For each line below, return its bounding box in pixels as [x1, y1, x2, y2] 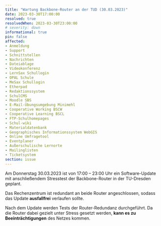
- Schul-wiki [5, 121, 32, 125]
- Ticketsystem [5, 152, 36, 157]
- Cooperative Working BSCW [5, 107, 63, 112]
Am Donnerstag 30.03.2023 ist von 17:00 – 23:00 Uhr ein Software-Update [5, 170, 156, 176]
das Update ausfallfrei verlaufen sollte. [5, 195, 84, 201]
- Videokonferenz [5, 66, 41, 71]
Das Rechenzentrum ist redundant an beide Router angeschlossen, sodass [5, 190, 156, 196]
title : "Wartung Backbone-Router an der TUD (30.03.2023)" [5, 7, 128, 12]
